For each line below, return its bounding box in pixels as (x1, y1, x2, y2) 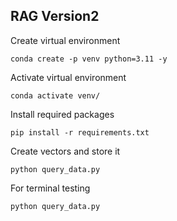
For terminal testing (10, 182, 91, 194)
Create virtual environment (10, 34, 121, 46)
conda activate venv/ (10, 90, 101, 101)
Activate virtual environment (10, 71, 127, 83)
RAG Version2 (10, 8, 100, 25)
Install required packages (10, 108, 115, 120)
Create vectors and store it (10, 145, 121, 157)
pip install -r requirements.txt (10, 127, 150, 138)
